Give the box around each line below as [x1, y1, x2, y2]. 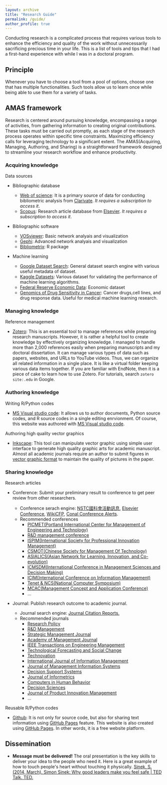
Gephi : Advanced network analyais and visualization [19, 238, 128, 244]
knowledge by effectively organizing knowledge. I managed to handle [12, 339, 156, 345]
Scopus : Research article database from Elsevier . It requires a [19, 208, 147, 214]
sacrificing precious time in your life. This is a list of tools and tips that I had [5, 46, 160, 52]
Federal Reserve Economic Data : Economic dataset [19, 284, 126, 290]
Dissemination [5, 739, 51, 748]
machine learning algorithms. [19, 279, 80, 285]
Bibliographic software [12, 223, 59, 229]
